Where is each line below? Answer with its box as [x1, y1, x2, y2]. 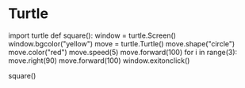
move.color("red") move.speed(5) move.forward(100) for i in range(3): [8, 47, 238, 57]
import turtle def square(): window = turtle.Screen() [8, 31, 177, 40]
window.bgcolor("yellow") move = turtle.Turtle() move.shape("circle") [8, 38, 235, 48]
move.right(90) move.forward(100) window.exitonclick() [8, 56, 190, 65]
